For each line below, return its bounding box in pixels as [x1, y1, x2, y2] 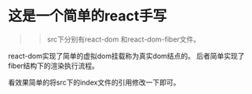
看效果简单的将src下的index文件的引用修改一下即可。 [8, 78, 181, 87]
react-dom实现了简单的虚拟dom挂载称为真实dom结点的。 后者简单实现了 [8, 51, 245, 60]
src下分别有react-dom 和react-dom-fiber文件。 [46, 34, 201, 44]
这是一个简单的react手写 [8, 7, 167, 25]
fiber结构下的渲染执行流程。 [8, 60, 100, 70]
